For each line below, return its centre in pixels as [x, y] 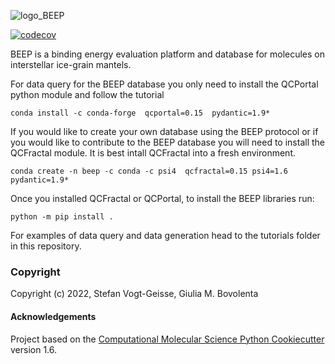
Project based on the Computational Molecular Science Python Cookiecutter [167, 339]
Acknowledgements [53, 316]
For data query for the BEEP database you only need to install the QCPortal [164, 84]
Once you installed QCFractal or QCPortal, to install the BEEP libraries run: [162, 198]
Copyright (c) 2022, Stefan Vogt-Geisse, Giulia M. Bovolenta [134, 294]
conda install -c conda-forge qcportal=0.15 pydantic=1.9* [140, 113]
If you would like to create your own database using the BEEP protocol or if [164, 131]
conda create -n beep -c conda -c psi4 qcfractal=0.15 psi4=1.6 [149, 171]
